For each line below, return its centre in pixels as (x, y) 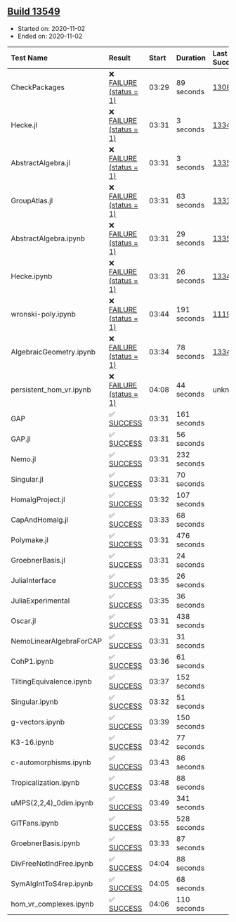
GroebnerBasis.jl (38, 560)
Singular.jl (27, 479)
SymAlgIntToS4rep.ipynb (52, 883)
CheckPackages (38, 87)
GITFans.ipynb (35, 823)
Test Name (29, 58)
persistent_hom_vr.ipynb (51, 390)
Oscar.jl (24, 620)
